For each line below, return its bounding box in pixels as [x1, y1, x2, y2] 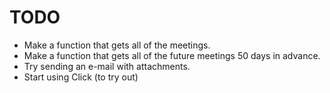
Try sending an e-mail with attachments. [23, 60, 191, 72]
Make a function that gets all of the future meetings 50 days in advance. [23, 49, 321, 61]
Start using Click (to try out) [23, 71, 139, 83]
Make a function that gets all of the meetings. [23, 39, 211, 51]
